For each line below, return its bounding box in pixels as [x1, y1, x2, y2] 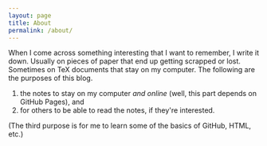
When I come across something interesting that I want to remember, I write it [8, 48, 260, 58]
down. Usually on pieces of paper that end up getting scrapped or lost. [8, 56, 241, 66]
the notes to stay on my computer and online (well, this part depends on [19, 89, 257, 98]
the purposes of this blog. [8, 73, 93, 83]
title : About [8, 19, 52, 27]
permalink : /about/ [8, 26, 73, 34]
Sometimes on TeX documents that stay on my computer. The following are [8, 65, 255, 75]
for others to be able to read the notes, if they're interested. [19, 106, 215, 115]
